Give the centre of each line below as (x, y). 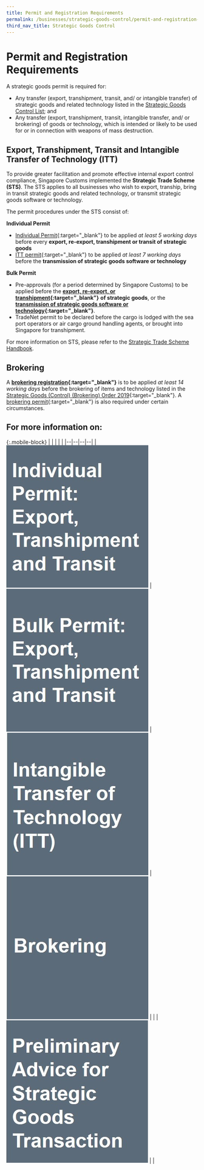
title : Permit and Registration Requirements (65, 13)
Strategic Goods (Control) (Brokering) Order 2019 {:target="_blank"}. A (94, 395)
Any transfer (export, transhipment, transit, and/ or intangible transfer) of (106, 98)
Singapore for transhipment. (50, 330)
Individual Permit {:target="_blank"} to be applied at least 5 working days (106, 235)
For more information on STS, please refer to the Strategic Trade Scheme (98, 342)
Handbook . (20, 349)
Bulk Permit (21, 273)
